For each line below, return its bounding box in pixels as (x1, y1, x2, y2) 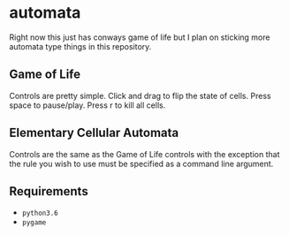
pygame (21, 218, 47, 227)
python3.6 (21, 209, 59, 218)
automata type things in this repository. (9, 41, 152, 51)
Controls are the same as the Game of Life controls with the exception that (9, 148, 280, 159)
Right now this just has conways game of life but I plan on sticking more (9, 32, 270, 42)
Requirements (9, 184, 88, 199)
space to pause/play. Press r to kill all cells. (9, 100, 166, 110)
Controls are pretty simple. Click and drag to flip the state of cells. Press (9, 90, 271, 101)
